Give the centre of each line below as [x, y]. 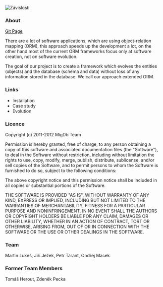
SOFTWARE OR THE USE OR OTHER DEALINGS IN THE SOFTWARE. [75, 232]
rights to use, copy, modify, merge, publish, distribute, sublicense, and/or [80, 160]
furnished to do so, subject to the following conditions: [61, 171]
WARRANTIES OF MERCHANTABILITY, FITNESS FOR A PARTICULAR [75, 205]
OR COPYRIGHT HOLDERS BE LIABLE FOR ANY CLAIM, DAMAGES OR [77, 216]
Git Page [14, 31]
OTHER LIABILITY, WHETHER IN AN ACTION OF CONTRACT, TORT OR [77, 221]
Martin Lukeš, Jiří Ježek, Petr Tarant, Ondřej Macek [57, 256]
